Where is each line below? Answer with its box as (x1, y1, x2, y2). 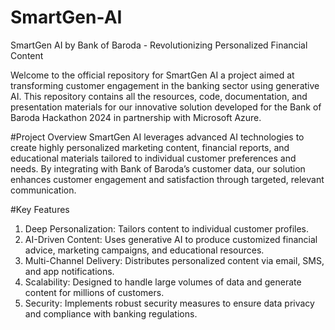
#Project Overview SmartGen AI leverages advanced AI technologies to (10, 131, 305, 143)
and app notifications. (24, 265, 115, 277)
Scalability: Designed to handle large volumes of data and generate (24, 276, 302, 288)
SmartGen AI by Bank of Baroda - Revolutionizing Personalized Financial (10, 39, 308, 51)
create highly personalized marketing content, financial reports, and (10, 141, 290, 153)
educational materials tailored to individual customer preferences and (10, 152, 297, 164)
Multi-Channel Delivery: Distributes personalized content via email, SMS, (24, 254, 325, 266)
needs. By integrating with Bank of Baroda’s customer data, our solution (10, 162, 306, 175)
